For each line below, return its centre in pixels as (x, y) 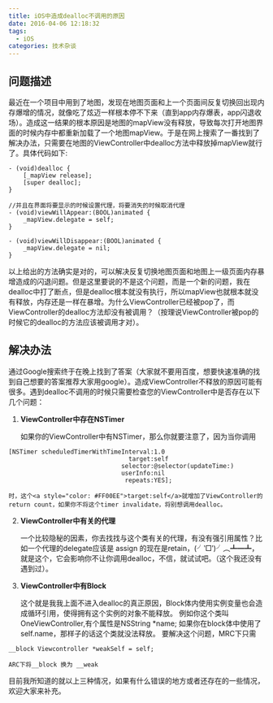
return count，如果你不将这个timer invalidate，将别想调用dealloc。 (117, 505)
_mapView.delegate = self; (69, 219)
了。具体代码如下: (38, 153)
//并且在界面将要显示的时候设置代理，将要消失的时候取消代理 (97, 205)
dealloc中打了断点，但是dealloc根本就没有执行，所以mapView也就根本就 (130, 291)
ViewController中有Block (63, 585)
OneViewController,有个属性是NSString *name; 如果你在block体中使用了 (141, 623)
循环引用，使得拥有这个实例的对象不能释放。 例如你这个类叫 (128, 613)
